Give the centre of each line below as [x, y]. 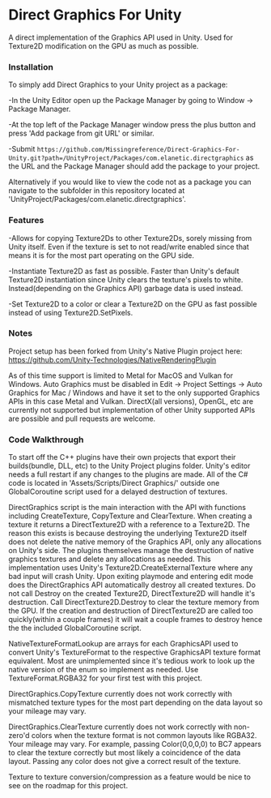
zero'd [19, 736]
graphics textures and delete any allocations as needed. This [110, 559]
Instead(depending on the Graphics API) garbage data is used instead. [126, 288]
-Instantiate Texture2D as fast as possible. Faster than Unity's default [124, 271]
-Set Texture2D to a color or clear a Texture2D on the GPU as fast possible [133, 304]
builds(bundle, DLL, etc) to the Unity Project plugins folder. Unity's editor [129, 466]
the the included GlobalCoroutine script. [75, 628]
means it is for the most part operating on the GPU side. [102, 255]
